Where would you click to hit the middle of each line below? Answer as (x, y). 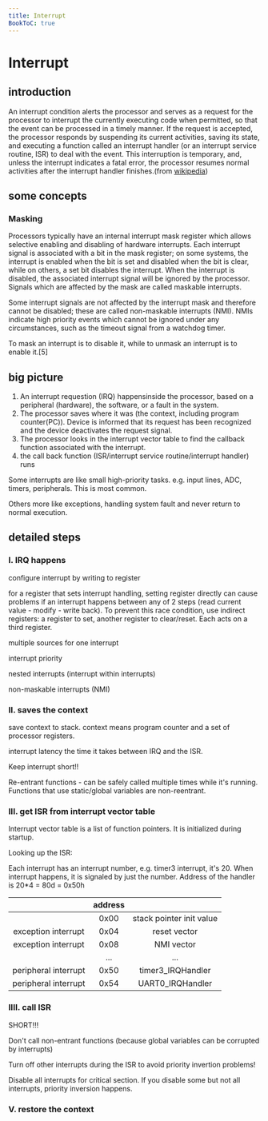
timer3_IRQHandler (175, 971)
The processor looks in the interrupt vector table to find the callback (132, 439)
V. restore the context (51, 1109)
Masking (26, 218)
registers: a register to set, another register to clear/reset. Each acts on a (128, 618)
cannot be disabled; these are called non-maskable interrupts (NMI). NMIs (131, 311)
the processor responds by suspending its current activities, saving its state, (134, 137)
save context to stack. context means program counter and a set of (119, 727)
